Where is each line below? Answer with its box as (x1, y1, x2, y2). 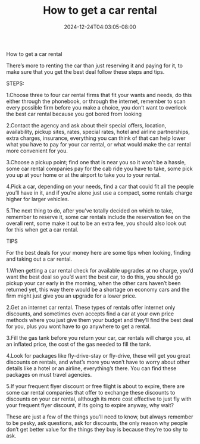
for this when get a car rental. (6, 226, 79, 233)
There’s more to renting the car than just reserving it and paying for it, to (6, 62, 183, 69)
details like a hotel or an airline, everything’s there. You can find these (6, 364, 177, 372)
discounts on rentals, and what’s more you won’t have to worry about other (6, 358, 190, 365)
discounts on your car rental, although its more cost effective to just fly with (6, 395, 192, 402)
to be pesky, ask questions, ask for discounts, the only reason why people (6, 419, 188, 426)
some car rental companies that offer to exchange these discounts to (6, 389, 176, 396)
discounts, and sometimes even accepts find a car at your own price (6, 310, 174, 317)
